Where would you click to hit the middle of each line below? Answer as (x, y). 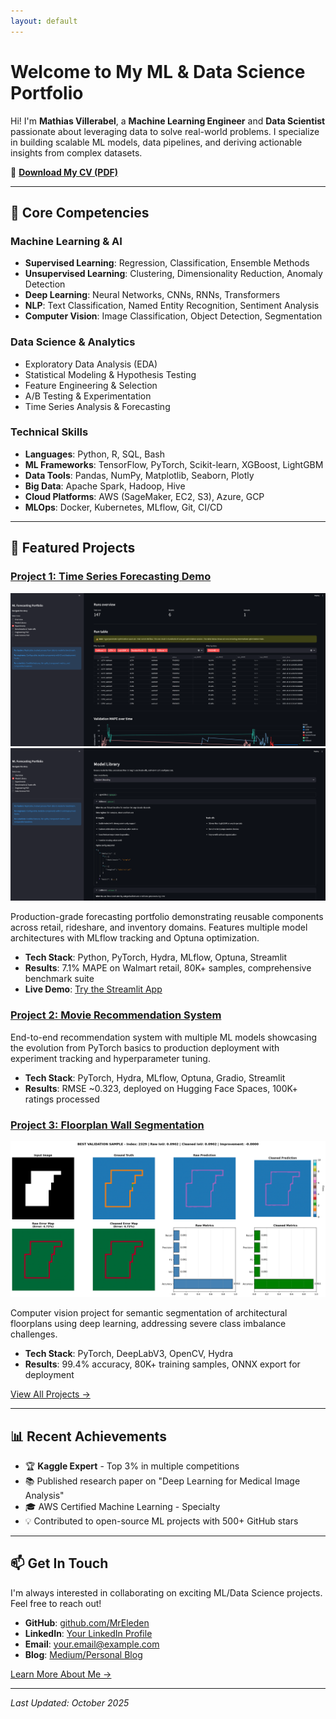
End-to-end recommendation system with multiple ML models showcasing (164, 1037)
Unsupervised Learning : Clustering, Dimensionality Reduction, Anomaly (173, 274)
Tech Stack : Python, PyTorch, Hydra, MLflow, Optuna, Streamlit (155, 957)
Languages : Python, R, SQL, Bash (95, 454)
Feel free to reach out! (56, 1603)
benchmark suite (59, 979)
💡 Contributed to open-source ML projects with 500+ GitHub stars (161, 1521)
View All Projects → (50, 1394)
